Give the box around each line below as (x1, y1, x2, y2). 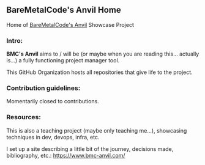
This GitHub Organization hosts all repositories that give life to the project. (6, 68, 193, 76)
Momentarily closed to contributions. (6, 98, 99, 105)
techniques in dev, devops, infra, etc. (6, 133, 100, 141)
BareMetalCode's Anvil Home (6, 5, 121, 15)
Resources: (6, 113, 41, 122)
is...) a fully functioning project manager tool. (6, 57, 120, 64)
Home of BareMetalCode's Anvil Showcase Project (6, 21, 135, 28)
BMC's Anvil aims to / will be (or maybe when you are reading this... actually (6, 50, 199, 57)
